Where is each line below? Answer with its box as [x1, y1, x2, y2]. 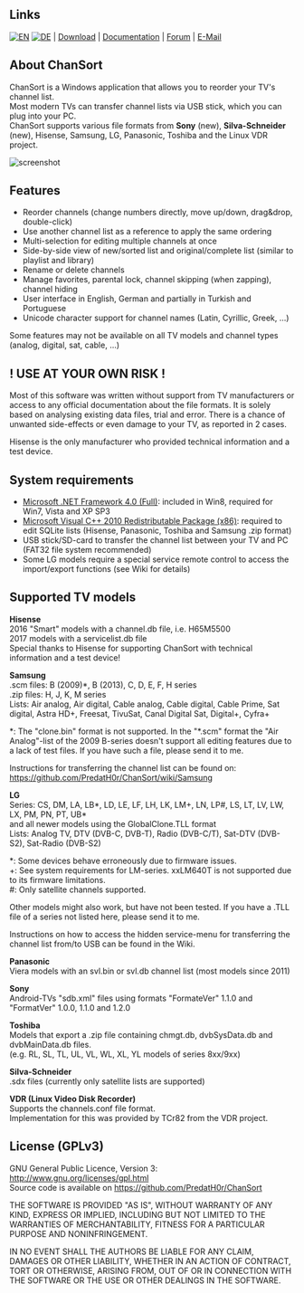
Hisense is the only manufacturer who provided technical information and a [9, 436, 290, 447]
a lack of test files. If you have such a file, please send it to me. [9, 745, 244, 756]
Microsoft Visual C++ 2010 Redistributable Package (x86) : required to [22, 516, 283, 527]
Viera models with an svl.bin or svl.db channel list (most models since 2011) [9, 965, 291, 976]
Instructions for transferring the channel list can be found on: [9, 762, 237, 773]
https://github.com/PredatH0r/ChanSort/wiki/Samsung [9, 772, 213, 783]
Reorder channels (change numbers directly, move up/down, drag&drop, [22, 207, 293, 218]
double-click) [22, 216, 73, 227]
